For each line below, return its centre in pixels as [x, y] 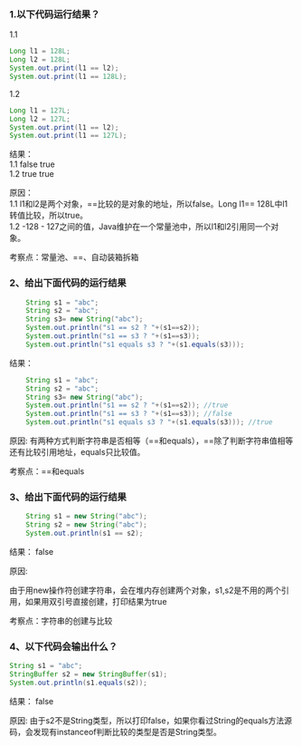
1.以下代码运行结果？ [55, 14]
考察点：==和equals [47, 471]
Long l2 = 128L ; [40, 60]
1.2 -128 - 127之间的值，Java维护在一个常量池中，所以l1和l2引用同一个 [140, 227]
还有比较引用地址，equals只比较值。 [77, 452]
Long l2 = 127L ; [40, 119]
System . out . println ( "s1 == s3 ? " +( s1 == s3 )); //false [129, 414]
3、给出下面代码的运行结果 [68, 498]
